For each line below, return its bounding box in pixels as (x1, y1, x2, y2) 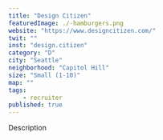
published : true (8, 101, 63, 109)
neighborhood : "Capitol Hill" (8, 64, 110, 72)
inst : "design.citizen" (8, 42, 88, 50)
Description (8, 123, 47, 133)
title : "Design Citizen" (8, 11, 92, 20)
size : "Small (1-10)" (8, 71, 81, 79)
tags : (8, 86, 26, 94)
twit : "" (8, 34, 38, 42)
